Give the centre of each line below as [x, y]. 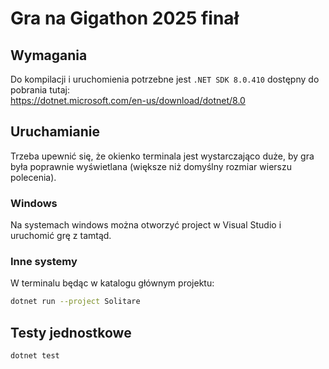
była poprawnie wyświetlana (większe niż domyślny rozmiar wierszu [151, 166]
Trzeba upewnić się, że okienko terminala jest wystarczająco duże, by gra [162, 156]
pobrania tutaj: [40, 90]
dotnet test [35, 356]
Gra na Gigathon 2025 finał [125, 18]
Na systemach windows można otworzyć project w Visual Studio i [146, 225]
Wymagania [49, 55]
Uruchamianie [55, 132]
